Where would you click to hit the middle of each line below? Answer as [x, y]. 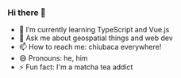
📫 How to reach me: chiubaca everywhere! [90, 47]
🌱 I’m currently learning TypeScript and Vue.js [94, 30]
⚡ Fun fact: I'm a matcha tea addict [76, 67]
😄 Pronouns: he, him [53, 58]
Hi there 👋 [27, 13]
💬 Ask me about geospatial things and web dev [96, 38]
